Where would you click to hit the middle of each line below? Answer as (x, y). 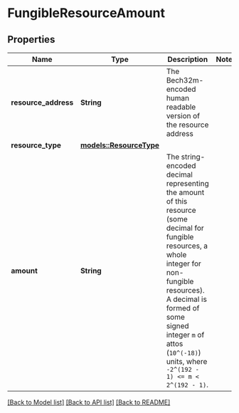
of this (177, 201)
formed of (183, 308)
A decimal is (187, 299)
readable (181, 107)
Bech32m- (185, 80)
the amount (185, 192)
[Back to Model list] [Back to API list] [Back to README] (89, 402)
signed (178, 326)
